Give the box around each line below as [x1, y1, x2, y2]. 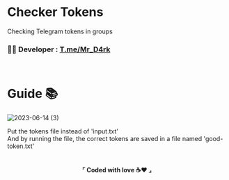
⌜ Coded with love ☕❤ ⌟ [82, 165, 152, 174]
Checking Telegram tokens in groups [7, 27, 113, 35]
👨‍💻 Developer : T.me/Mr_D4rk [7, 44, 111, 54]
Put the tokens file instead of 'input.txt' [7, 127, 119, 136]
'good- [203, 135, 223, 143]
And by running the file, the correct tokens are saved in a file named [7, 135, 203, 143]
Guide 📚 [7, 86, 58, 101]
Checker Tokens [7, 4, 104, 20]
